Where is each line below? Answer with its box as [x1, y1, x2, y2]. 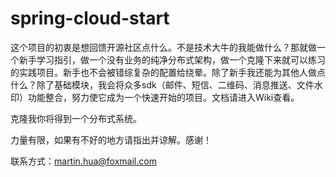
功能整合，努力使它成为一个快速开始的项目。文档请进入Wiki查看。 [27, 91, 300, 103]
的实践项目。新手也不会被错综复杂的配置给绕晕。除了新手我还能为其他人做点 [10, 66, 326, 78]
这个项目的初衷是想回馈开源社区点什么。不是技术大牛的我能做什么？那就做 [10, 41, 317, 53]
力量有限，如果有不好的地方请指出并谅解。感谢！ [10, 133, 212, 146]
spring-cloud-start [10, 7, 170, 30]
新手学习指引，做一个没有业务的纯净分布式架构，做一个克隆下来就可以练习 [18, 53, 326, 66]
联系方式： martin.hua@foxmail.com [10, 155, 157, 167]
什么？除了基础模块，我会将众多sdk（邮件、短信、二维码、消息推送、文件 [10, 78, 315, 91]
